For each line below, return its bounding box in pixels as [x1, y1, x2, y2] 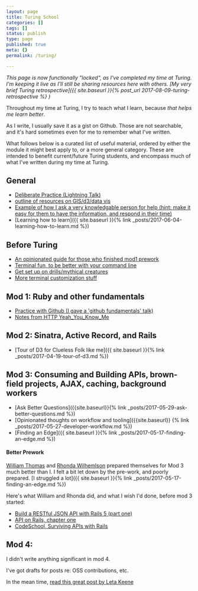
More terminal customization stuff [14, 274, 98, 281]
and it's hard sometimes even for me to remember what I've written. [6, 128, 171, 135]
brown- [150, 370, 178, 380]
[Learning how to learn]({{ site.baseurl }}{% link [14, 216, 131, 223]
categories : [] [6, 20, 44, 25]
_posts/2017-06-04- [132, 216, 182, 223]
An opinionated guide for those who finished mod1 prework [14, 255, 160, 263]
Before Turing [6, 240, 58, 250]
